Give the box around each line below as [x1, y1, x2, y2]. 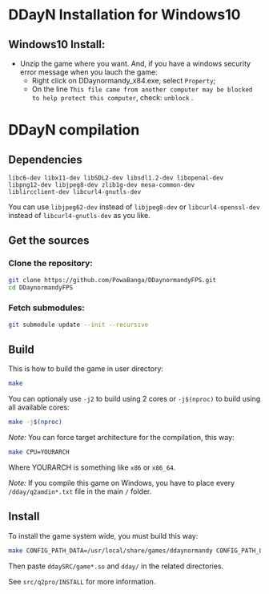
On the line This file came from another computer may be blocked [31, 84, 253, 94]
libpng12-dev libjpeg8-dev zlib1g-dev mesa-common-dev [8, 181, 195, 189]
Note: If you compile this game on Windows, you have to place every [8, 479, 235, 488]
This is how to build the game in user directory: [8, 364, 164, 374]
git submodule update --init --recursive [8, 321, 149, 329]
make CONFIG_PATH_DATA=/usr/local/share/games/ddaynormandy [8, 547, 214, 555]
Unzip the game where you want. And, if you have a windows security [19, 59, 251, 68]
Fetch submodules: [8, 302, 86, 313]
